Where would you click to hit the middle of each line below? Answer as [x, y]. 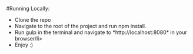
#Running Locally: [28, 9]
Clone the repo [33, 20]
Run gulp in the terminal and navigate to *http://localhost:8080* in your [101, 32]
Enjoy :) [24, 45]
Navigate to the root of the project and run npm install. [80, 26]
